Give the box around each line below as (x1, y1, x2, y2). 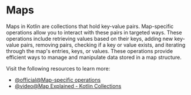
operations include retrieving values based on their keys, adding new (6, 35, 173, 42)
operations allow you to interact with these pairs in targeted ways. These (6, 29, 182, 36)
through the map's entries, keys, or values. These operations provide (6, 47, 173, 54)
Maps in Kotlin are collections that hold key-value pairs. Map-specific (6, 23, 174, 30)
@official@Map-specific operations (14, 76, 101, 83)
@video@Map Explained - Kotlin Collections (14, 82, 122, 89)
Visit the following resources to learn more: (6, 65, 110, 72)
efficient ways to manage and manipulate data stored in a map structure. (6, 54, 182, 61)
